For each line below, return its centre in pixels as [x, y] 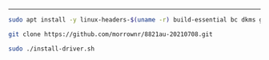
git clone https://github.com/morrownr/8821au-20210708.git [111, 34]
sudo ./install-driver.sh [51, 49]
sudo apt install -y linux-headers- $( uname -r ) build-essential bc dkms [132, 20]
